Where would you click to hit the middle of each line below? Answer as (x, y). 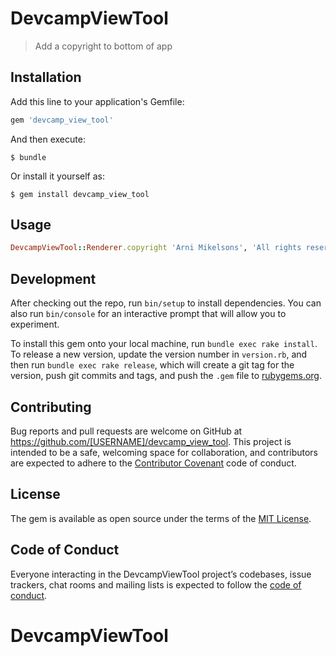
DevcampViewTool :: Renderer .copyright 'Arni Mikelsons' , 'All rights (156, 248)
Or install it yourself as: (57, 176)
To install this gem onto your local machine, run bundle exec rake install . (164, 344)
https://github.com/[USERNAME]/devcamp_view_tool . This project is (151, 441)
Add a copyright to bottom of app (103, 46)
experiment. (35, 324)
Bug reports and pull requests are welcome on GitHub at (126, 431)
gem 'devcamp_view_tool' (62, 120)
